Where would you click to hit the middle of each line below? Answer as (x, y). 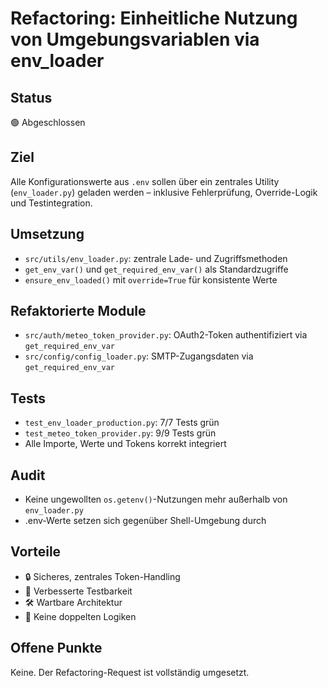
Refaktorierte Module (78, 311)
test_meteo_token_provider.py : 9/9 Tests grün (120, 433)
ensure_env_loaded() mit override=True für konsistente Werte (151, 279)
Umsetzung (47, 234)
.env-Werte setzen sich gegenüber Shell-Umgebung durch (145, 521)
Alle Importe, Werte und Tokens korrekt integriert (125, 444)
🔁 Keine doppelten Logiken (80, 616)
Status (31, 97)
